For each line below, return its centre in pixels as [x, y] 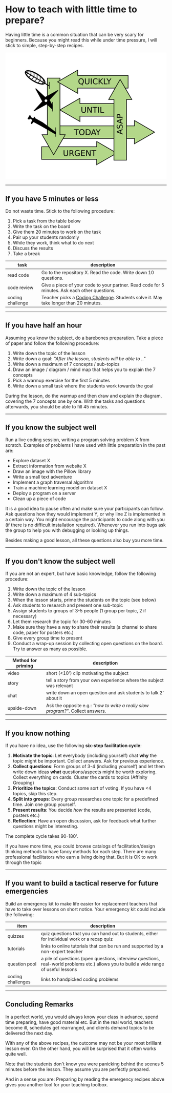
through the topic [24, 862]
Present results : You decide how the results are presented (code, [82, 810]
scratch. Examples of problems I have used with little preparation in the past [85, 445]
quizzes [16, 936]
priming [25, 666]
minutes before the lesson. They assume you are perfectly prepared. [78, 1069]
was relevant [59, 686]
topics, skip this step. [35, 793]
